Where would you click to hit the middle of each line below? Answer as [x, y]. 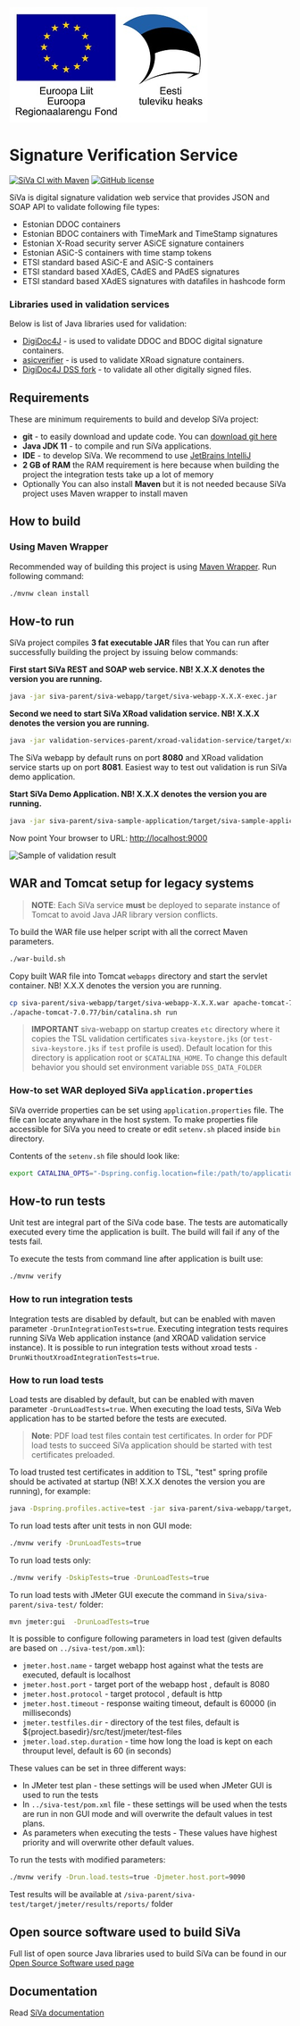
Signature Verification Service [124, 156]
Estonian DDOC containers [71, 224]
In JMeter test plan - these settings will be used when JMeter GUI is [147, 1786]
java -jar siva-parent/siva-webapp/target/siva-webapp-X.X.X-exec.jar [143, 697]
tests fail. [26, 1241]
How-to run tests [58, 1202]
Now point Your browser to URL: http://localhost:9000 [108, 838]
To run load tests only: [50, 1560]
